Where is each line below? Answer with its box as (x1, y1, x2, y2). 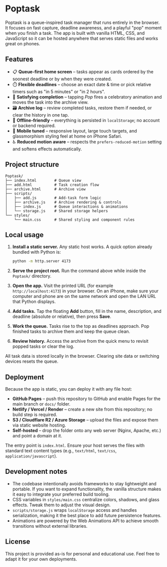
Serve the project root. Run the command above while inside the (12, 268, 146, 274)
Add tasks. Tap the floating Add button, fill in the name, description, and (12, 308, 162, 314)
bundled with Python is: (12, 249, 61, 255)
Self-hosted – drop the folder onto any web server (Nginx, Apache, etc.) (12, 427, 162, 433)
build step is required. (12, 412, 57, 418)
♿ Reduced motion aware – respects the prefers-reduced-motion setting (12, 139, 162, 144)
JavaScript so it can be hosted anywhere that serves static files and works (5, 35, 159, 41)
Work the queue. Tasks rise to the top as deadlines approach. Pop (12, 323, 150, 329)
